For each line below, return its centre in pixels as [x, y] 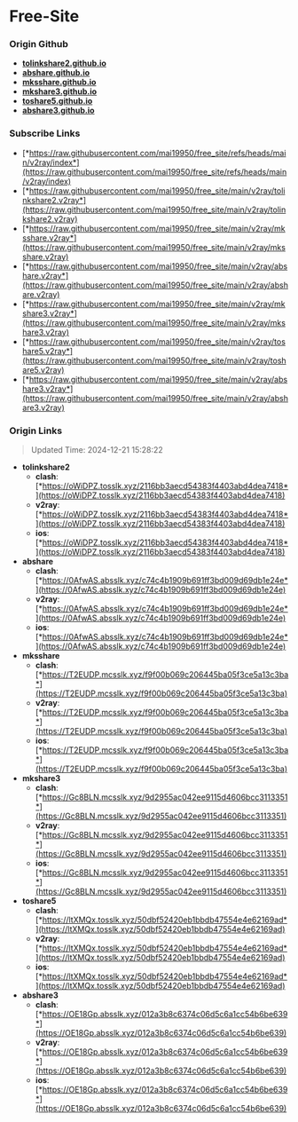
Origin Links [36, 431]
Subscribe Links [45, 133]
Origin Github [39, 44]
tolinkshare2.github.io [64, 63]
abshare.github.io [56, 73]
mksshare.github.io [59, 83]
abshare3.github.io [58, 111]
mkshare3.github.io [59, 91]
